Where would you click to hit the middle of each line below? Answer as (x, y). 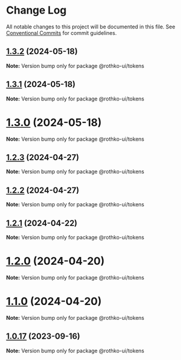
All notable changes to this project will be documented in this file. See (91, 27)
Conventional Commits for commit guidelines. (61, 33)
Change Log (36, 10)
